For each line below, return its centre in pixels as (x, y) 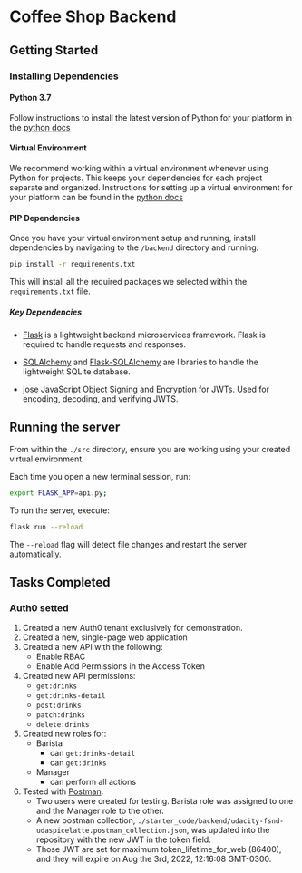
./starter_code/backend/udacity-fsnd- (210, 821)
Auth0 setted (39, 607)
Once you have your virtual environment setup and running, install (132, 238)
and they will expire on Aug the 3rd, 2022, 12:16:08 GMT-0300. (154, 859)
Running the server (65, 427)
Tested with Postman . (63, 791)
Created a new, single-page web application (105, 637)
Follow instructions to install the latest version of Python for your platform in (151, 117)
